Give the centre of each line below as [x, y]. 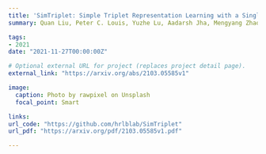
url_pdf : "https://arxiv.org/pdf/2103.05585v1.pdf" [95, 131]
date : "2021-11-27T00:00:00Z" [58, 52]
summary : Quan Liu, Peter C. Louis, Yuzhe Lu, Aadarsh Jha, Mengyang [125, 23]
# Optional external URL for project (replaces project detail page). [127, 66]
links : [19, 116]
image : [19, 88]
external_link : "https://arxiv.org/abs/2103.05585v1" [99, 73]
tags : [17, 37]
